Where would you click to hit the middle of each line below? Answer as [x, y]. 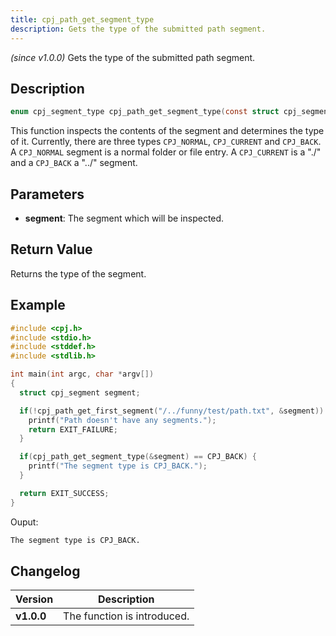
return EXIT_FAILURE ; [73, 429]
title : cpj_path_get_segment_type [82, 19]
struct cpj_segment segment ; [80, 392]
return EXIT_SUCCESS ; [64, 493]
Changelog [45, 571]
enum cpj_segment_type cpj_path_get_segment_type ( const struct [145, 112]
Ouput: [24, 522]
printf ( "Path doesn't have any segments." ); [122, 420]
